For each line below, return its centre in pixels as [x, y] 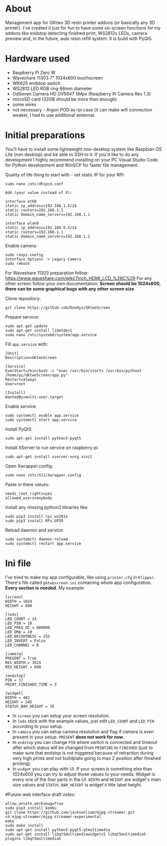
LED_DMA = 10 [19, 632]
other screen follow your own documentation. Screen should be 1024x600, [83, 283]
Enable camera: [21, 245]
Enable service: [21, 406]
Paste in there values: [27, 484]
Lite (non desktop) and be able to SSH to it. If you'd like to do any [72, 154]
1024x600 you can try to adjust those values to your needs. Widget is [84, 774]
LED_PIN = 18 [19, 623]
